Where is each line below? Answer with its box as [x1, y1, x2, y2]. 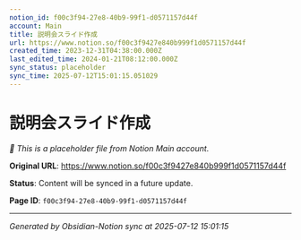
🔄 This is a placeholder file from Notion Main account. [9, 142, 210, 153]
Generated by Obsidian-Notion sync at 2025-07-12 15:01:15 [9, 220, 229, 231]
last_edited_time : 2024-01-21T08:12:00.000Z [9, 55, 178, 64]
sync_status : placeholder [9, 64, 106, 73]
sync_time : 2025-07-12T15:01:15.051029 [9, 72, 159, 81]
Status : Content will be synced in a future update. [9, 177, 193, 188]
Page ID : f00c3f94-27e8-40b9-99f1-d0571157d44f [9, 194, 188, 206]
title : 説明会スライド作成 [9, 30, 99, 39]
